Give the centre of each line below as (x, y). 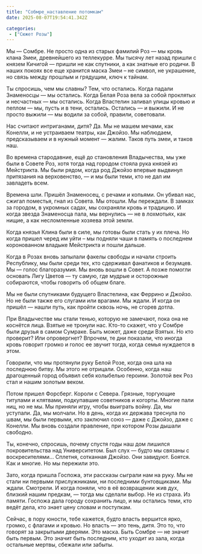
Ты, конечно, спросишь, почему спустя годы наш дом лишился (88, 444)
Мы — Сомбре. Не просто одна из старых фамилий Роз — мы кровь (94, 51)
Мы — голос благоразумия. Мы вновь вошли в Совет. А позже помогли (99, 269)
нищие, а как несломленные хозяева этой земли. (70, 220)
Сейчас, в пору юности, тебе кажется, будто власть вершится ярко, (94, 519)
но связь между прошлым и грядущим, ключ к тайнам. (77, 77)
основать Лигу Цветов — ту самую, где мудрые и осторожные (87, 276)
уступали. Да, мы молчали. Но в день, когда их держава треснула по (96, 413)
